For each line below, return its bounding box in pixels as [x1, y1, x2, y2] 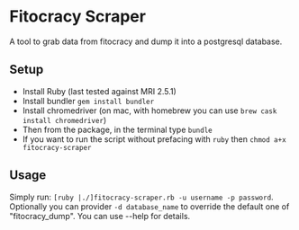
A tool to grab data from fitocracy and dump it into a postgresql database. [9, 36, 283, 47]
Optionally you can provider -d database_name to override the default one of [9, 200, 290, 212]
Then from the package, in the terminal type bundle [22, 124, 213, 135]
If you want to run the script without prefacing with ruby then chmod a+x [22, 133, 286, 145]
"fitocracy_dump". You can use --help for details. [9, 210, 191, 221]
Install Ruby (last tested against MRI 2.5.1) [22, 85, 177, 96]
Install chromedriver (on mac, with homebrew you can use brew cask [22, 105, 277, 116]
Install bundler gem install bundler [22, 95, 155, 106]
